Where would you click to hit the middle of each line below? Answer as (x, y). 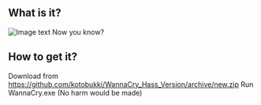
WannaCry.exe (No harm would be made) (75, 92)
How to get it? (43, 57)
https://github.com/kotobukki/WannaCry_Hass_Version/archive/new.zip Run (131, 84)
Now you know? (78, 32)
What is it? (35, 13)
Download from (34, 76)
